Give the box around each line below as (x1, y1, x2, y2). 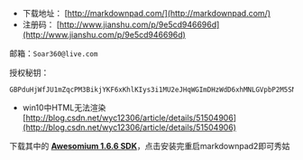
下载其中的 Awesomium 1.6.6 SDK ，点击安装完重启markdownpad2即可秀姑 (9, 141, 290, 151)
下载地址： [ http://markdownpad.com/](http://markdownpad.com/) (22, 8, 271, 18)
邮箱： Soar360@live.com (9, 48, 98, 59)
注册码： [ (22, 19, 60, 30)
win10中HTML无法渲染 (22, 102, 106, 113)
